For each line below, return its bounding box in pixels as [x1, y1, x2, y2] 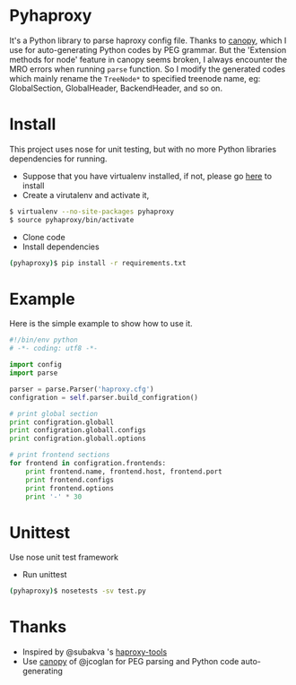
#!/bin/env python [9, 335, 78, 345]
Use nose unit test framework [9, 552, 119, 563]
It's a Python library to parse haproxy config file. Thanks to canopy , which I [9, 35, 287, 46]
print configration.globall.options [9, 434, 146, 444]
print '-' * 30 [25, 492, 83, 501]
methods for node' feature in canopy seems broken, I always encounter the [9, 54, 288, 65]
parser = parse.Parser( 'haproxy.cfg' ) [9, 385, 154, 394]
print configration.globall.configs [9, 426, 146, 435]
